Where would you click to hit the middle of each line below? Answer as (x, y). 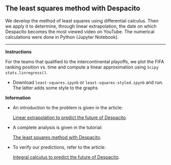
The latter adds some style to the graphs (55, 88)
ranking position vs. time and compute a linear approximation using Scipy (82, 67)
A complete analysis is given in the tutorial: (58, 127)
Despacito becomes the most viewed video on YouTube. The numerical (80, 31)
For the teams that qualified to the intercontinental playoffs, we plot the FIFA (85, 61)
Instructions (19, 52)
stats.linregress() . (26, 72)
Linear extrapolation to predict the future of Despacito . (70, 117)
